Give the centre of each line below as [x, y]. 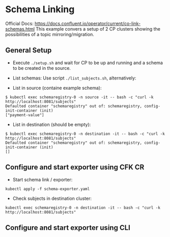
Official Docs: [20, 23]
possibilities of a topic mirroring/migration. [50, 34]
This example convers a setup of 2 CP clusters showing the [98, 29]
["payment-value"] [25, 115]
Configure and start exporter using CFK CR [75, 167]
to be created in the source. [42, 68]
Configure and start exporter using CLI [68, 228]
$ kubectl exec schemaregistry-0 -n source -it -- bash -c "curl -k [79, 97]
